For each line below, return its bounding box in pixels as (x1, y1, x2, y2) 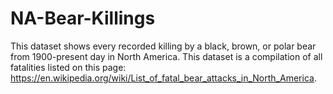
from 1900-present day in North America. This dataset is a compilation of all (10, 50, 323, 62)
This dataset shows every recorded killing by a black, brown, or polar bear (10, 40, 317, 52)
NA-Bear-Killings (10, 7, 156, 30)
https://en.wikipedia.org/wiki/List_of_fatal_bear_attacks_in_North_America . (10, 72, 317, 84)
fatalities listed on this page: (10, 61, 127, 73)
